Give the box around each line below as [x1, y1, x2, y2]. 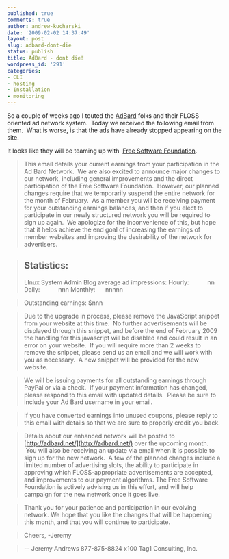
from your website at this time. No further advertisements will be [23, 319, 207, 327]
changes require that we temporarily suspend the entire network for [23, 189, 215, 197]
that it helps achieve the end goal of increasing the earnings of [23, 225, 200, 234]
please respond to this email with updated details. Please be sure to [23, 390, 217, 399]
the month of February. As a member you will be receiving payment [23, 197, 215, 204]
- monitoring [7, 93, 44, 100]
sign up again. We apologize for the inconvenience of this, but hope [23, 219, 217, 226]
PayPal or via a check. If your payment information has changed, [23, 383, 208, 391]
